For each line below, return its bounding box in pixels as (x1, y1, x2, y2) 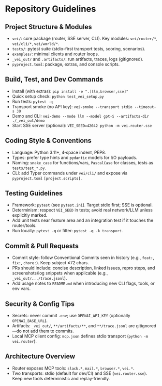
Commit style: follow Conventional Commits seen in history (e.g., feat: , (12, 255, 155, 260)
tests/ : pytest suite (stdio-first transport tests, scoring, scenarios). (12, 46, 146, 51)
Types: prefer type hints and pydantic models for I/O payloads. (12, 154, 137, 161)
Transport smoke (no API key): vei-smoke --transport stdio (12, 103, 133, 110)
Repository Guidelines (5, 3, 96, 15)
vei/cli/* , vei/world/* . (12, 41, 59, 47)
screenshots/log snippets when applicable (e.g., (12, 270, 108, 276)
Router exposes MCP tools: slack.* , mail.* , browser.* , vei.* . (12, 365, 134, 371)
